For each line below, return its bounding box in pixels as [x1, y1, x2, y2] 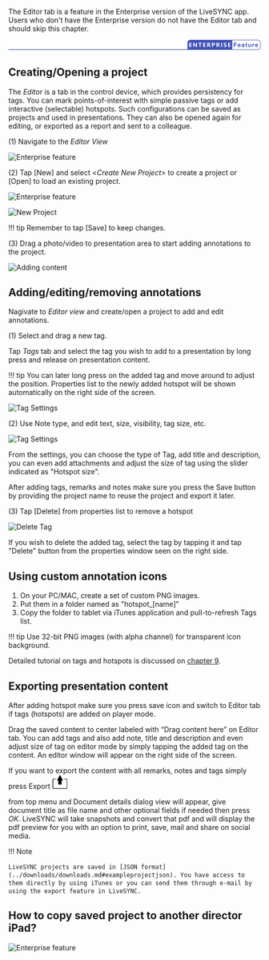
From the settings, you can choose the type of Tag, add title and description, [8, 449, 261, 460]
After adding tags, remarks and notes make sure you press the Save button [8, 482, 256, 492]
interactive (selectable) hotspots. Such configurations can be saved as [8, 104, 242, 113]
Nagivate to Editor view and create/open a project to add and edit [8, 307, 224, 316]
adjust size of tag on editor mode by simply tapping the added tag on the [8, 742, 249, 751]
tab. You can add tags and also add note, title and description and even [8, 733, 243, 742]
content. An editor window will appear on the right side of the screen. [8, 750, 238, 759]
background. [8, 641, 50, 650]
